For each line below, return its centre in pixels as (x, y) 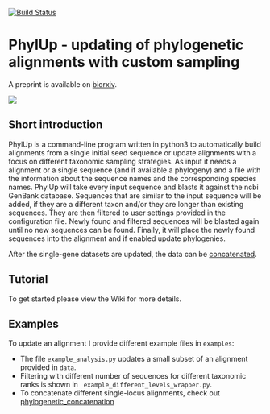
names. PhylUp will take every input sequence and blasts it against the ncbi (134, 187)
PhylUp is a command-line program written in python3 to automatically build (135, 144)
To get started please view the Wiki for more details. (95, 299)
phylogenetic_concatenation (67, 402)
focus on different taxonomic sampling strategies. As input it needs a (123, 161)
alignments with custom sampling (124, 62)
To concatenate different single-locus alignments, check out (120, 393)
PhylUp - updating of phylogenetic (126, 45)
